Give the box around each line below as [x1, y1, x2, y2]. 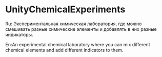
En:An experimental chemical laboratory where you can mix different [5, 41, 150, 47]
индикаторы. [5, 31, 33, 37]
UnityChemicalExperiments [5, 4, 126, 15]
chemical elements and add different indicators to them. [5, 47, 124, 53]
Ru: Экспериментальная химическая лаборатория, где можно [5, 21, 142, 27]
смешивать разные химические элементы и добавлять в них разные [5, 26, 157, 32]
